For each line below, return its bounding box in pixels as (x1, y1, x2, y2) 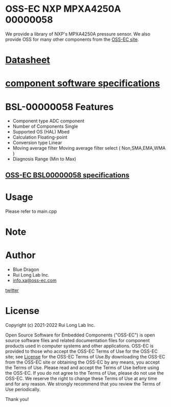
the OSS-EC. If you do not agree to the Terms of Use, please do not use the (5, 370, 164, 376)
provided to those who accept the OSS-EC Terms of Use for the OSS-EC (5, 348, 158, 354)
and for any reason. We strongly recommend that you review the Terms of (5, 380, 161, 387)
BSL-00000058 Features (5, 101, 114, 112)
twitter (5, 287, 19, 293)
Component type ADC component (12, 118, 85, 124)
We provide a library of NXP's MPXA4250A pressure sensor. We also (5, 31, 151, 37)
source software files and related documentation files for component (5, 337, 150, 343)
